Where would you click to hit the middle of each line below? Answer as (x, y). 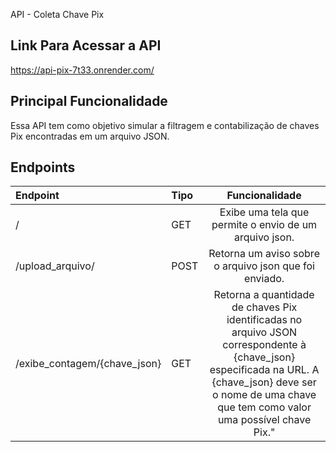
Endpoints (43, 167)
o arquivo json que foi (264, 266)
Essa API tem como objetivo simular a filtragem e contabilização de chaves (165, 125)
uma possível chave (264, 420)
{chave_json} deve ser (264, 382)
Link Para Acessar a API (86, 45)
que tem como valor (264, 407)
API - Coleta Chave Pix (57, 14)
